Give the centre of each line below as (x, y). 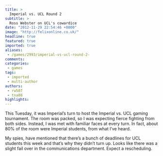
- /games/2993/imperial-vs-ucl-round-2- (49, 55)
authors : (14, 86)
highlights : (17, 100)
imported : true (20, 46)
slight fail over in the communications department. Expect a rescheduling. (79, 149)
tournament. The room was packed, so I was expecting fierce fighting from (80, 119)
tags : (10, 73)
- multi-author (22, 81)
